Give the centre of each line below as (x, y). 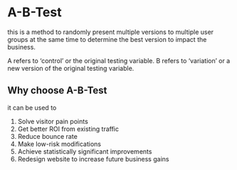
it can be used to (32, 108)
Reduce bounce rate (48, 136)
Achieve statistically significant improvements (85, 151)
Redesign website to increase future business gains (93, 159)
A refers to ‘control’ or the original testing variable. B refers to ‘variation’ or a (119, 60)
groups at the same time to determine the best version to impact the (107, 39)
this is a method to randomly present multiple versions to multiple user (111, 32)
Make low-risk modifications (59, 144)
